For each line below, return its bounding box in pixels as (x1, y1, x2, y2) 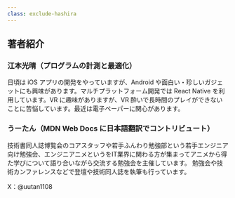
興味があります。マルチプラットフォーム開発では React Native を (31, 87, 219, 95)
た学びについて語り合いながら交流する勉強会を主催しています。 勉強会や (7, 159, 217, 167)
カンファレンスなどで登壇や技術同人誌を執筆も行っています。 (13, 167, 191, 176)
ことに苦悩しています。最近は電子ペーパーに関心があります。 (7, 105, 184, 113)
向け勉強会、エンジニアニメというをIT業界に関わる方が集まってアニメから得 (7, 150, 227, 158)
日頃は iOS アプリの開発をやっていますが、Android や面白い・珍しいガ (7, 78, 211, 86)
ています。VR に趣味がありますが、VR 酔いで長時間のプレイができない (19, 95, 223, 104)
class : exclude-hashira (7, 10, 77, 18)
